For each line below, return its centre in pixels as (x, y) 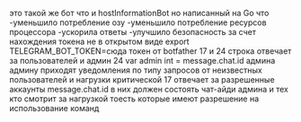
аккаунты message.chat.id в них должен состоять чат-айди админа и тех (149, 89)
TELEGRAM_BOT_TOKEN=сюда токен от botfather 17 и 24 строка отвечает (150, 51)
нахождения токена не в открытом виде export (100, 41)
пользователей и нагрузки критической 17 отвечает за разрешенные (142, 79)
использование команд (54, 108)
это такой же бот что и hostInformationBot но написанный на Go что (139, 13)
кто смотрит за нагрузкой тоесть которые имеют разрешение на (134, 99)
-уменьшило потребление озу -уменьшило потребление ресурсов (138, 22)
